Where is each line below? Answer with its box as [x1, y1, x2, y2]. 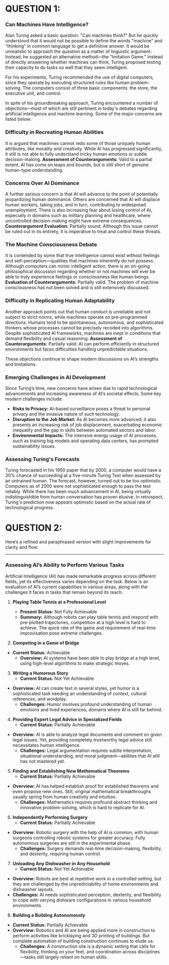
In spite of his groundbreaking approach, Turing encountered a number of [5, 100, 158, 106]
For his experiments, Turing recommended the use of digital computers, [5, 74, 154, 81]
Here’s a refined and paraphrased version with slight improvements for [5, 539, 151, 545]
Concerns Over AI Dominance [5, 179, 79, 186]
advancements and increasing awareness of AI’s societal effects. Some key [5, 390, 162, 396]
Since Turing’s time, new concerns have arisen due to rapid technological [5, 385, 157, 391]
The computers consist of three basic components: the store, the [22, 85, 157, 91]
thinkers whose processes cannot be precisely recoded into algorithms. [5, 324, 154, 330]
